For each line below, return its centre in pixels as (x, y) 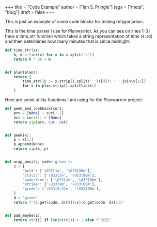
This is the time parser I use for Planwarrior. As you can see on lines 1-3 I (78, 31)
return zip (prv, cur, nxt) (41, 122)
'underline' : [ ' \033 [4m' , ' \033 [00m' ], (63, 180)
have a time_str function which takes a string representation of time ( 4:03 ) (79, 36)
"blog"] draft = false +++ (30, 12)
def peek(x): (18, 135)
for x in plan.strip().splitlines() (59, 86)
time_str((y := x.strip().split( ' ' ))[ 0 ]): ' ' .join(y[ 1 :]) (84, 81)
